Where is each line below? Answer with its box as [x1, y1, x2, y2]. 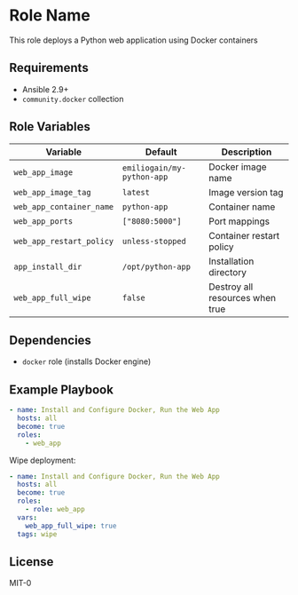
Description [221, 146, 272, 158]
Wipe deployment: [9, 455, 76, 465]
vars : [17, 512, 38, 522]
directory [208, 266, 247, 278]
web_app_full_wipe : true [25, 521, 117, 530]
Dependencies [9, 332, 91, 347]
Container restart [208, 229, 280, 242]
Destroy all [208, 281, 254, 293]
